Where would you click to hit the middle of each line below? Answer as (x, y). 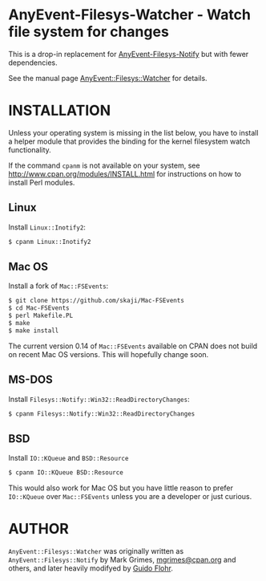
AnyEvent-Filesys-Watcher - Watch (129, 15)
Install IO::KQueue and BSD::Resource (69, 458)
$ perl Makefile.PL (41, 316)
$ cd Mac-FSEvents (39, 308)
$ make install (34, 331)
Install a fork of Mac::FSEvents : (58, 286)
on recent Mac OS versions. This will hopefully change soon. (109, 354)
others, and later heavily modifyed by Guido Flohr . (91, 568)
